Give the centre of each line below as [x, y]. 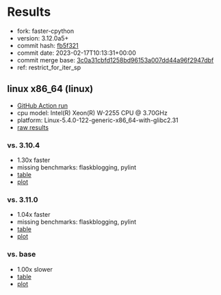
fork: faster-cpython [45, 31]
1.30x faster [34, 160]
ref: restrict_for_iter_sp [49, 67]
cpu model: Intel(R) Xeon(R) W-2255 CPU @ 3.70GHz [92, 113]
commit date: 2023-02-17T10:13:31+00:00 [76, 53]
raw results [33, 127]
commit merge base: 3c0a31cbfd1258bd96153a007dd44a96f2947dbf [115, 60]
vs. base [22, 255]
